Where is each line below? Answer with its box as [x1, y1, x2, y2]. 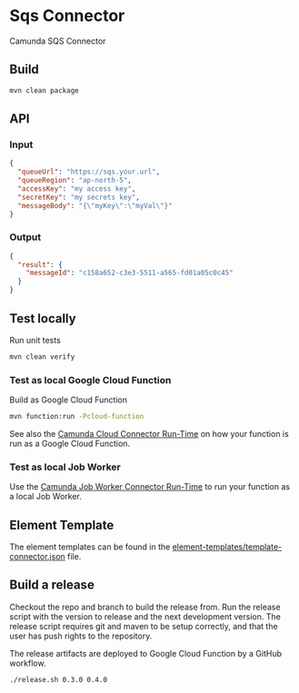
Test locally [9, 311, 76, 326]
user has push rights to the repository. [9, 630, 153, 641]
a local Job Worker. [9, 491, 82, 502]
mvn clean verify [9, 351, 75, 361]
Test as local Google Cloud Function [9, 373, 172, 386]
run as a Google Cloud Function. [9, 438, 130, 449]
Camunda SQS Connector [9, 35, 106, 46]
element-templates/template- [172, 541, 283, 552]
